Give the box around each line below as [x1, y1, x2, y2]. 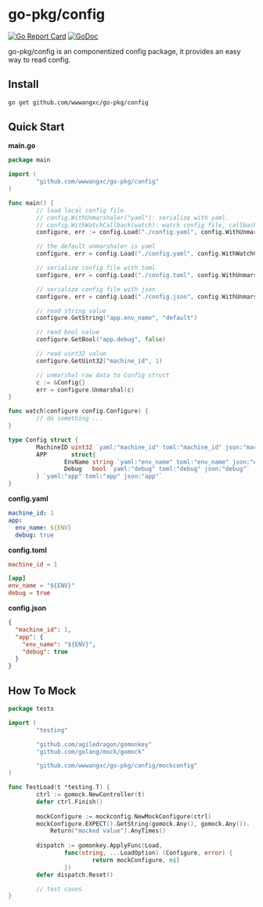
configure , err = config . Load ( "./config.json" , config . [36, 293, 222, 301]
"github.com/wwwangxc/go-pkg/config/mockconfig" [36, 762, 198, 770]
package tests [8, 705, 55, 712]
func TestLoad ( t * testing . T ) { [8, 783, 110, 792]
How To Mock [8, 684, 77, 698]
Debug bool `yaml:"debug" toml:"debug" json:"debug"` [63, 465, 250, 473]
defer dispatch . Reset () [36, 871, 113, 879]
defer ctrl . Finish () [36, 798, 103, 806]
